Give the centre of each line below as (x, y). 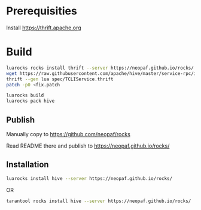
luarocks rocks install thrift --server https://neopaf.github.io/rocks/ (100, 68)
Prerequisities (42, 11)
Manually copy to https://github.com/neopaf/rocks (68, 134)
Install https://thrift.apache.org (44, 28)
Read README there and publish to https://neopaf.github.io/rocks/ (88, 146)
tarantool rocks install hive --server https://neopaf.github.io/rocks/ (99, 201)
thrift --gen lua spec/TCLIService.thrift (60, 79)
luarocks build (25, 95)
